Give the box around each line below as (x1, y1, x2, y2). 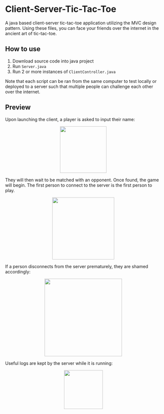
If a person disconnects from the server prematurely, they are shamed (5, 263, 149, 269)
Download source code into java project (12, 58, 94, 64)
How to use (5, 45, 41, 53)
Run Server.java (12, 63, 47, 69)
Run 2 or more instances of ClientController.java (12, 69, 116, 74)
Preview (5, 103, 31, 112)
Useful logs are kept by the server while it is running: (5, 360, 113, 366)
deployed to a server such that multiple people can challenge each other (5, 83, 154, 89)
